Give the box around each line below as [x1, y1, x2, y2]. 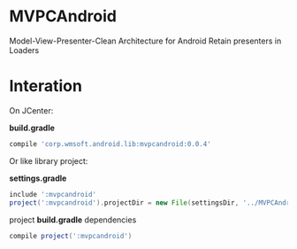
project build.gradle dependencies [9, 214, 137, 225]
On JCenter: [9, 105, 54, 116]
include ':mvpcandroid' [9, 190, 97, 198]
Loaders [9, 44, 40, 55]
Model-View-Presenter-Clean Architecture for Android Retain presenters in [9, 35, 282, 46]
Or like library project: [9, 155, 88, 166]
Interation [9, 76, 82, 97]
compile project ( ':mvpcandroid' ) [9, 231, 133, 240]
